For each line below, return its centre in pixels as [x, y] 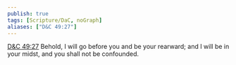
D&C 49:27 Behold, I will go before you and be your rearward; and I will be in [118, 47]
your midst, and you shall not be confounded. [73, 54]
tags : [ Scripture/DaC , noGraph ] [55, 20]
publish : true [28, 14]
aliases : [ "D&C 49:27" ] [42, 27]
